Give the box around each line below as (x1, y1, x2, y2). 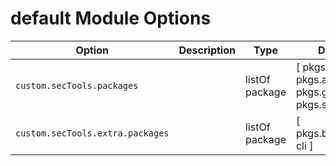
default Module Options (10, 7, 212, 30)
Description (178, 43, 236, 57)
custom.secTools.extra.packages (15, 127, 170, 139)
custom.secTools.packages (15, 80, 139, 91)
